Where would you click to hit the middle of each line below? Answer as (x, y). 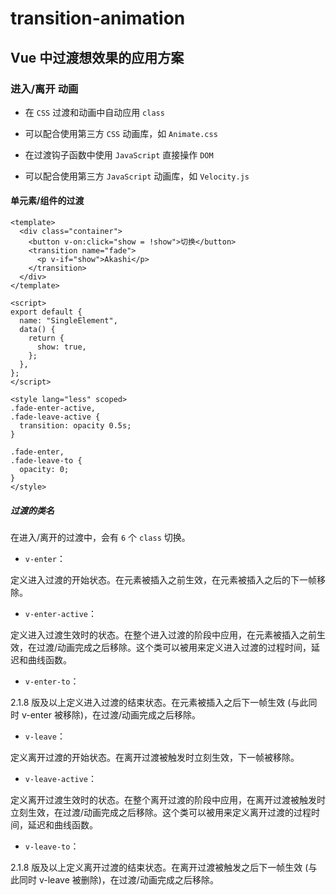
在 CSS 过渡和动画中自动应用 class (94, 112)
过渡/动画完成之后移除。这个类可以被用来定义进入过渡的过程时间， (174, 648)
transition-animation (98, 18)
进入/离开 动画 (44, 89)
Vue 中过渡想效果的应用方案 (97, 57)
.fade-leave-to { (46, 461)
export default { (46, 312)
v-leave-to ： (52, 846)
